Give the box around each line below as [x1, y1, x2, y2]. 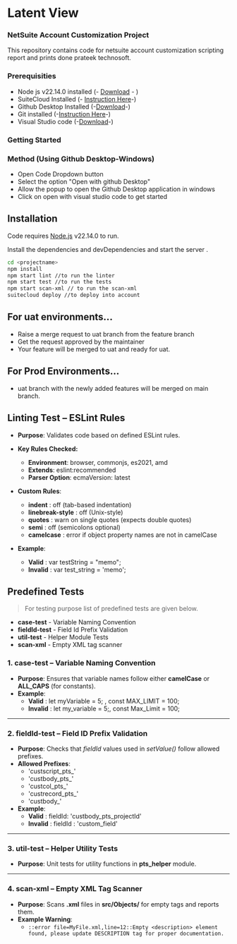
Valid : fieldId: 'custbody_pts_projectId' [28, 811, 142, 820]
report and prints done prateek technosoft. [7, 54, 132, 62]
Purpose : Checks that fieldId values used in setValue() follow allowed [17, 744, 220, 753]
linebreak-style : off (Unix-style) [28, 508, 123, 516]
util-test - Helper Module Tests [17, 633, 109, 641]
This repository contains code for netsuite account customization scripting [7, 46, 224, 54]
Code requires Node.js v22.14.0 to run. [7, 231, 119, 240]
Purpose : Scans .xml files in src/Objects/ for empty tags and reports [17, 900, 219, 908]
